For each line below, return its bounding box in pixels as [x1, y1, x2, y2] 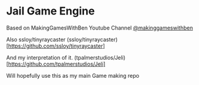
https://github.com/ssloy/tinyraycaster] [8, 42, 106, 49]
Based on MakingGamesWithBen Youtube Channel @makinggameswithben [6, 24, 193, 31]
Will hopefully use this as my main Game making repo [6, 72, 140, 79]
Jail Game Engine [6, 4, 95, 18]
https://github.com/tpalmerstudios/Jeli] [8, 60, 106, 68]
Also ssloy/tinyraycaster [6, 36, 66, 43]
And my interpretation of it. [6, 54, 74, 61]
